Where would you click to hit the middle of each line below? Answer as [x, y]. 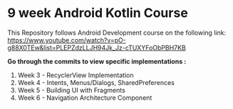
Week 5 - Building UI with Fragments [72, 90]
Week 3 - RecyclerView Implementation [76, 75]
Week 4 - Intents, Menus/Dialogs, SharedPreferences [96, 82]
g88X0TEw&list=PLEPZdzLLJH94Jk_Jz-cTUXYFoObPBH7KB [97, 47]
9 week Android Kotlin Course [98, 13]
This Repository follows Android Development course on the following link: [117, 33]
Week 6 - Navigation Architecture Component [85, 98]
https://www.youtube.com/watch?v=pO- [67, 40]
